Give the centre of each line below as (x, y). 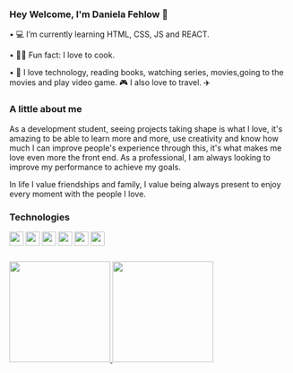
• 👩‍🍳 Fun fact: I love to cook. (62, 55)
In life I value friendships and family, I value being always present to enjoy (145, 184)
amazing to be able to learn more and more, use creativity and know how (144, 138)
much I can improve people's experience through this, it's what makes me (146, 148)
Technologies (39, 217)
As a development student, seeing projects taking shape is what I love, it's (146, 128)
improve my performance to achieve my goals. (95, 167)
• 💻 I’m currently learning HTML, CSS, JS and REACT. (110, 34)
